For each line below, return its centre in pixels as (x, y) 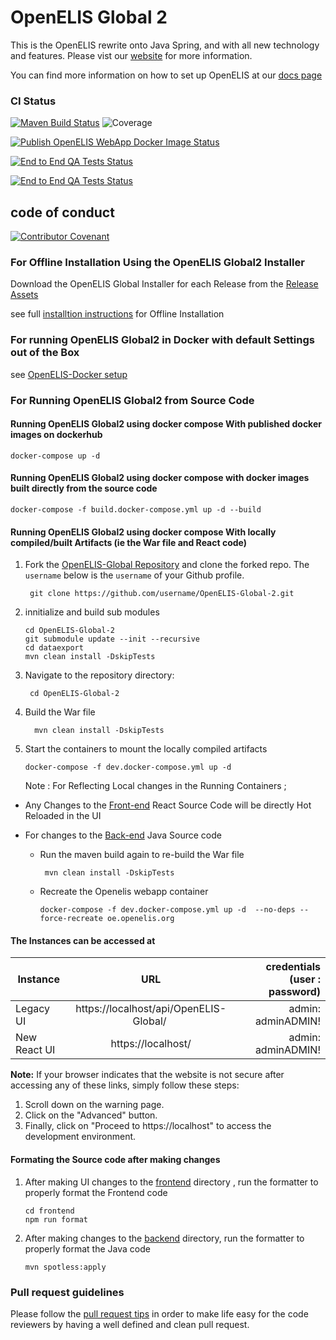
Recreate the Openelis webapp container (124, 892)
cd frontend (49, 1211)
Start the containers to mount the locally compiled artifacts (146, 749)
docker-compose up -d (55, 456)
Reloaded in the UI (63, 816)
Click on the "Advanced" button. (91, 1115)
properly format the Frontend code (96, 1192)
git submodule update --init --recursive (112, 639)
